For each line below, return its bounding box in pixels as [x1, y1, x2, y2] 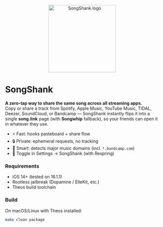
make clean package [5, 217, 45, 222]
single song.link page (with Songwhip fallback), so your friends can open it [5, 116, 158, 122]
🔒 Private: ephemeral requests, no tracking [12, 138, 99, 144]
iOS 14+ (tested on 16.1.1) [12, 174, 62, 180]
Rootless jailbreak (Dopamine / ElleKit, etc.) [12, 179, 99, 185]
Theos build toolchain [12, 184, 56, 190]
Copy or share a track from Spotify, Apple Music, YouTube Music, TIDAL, [5, 105, 152, 111]
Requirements [5, 162, 40, 169]
